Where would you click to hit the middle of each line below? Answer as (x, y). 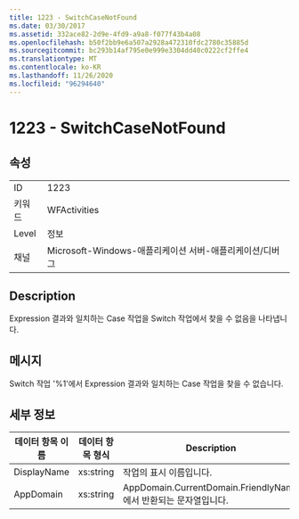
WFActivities (73, 210)
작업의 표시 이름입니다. (168, 473)
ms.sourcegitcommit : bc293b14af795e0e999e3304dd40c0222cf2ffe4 (129, 51)
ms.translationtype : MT (53, 59)
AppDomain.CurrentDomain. (182, 488)
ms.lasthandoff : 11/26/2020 (61, 76)
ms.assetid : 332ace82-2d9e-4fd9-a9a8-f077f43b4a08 (105, 34)
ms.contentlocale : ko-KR (55, 68)
